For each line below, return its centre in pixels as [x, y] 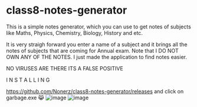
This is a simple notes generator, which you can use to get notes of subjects [99, 27]
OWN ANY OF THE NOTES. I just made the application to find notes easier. [97, 57]
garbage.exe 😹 [25, 98]
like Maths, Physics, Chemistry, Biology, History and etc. [75, 33]
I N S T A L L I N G [28, 80]
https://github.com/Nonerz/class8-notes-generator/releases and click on [95, 91]
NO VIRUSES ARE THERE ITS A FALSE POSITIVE [65, 68]
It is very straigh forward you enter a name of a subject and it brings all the [97, 44]
